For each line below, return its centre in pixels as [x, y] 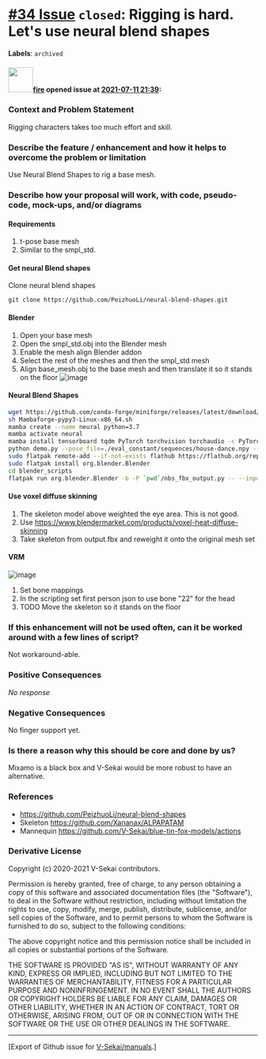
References [31, 797]
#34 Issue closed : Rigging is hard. [121, 15]
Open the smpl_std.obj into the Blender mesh [93, 344]
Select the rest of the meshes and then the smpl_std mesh [114, 360]
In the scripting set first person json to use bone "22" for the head [127, 598]
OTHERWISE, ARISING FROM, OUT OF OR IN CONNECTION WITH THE [123, 1015]
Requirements [32, 224]
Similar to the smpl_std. [58, 250]
